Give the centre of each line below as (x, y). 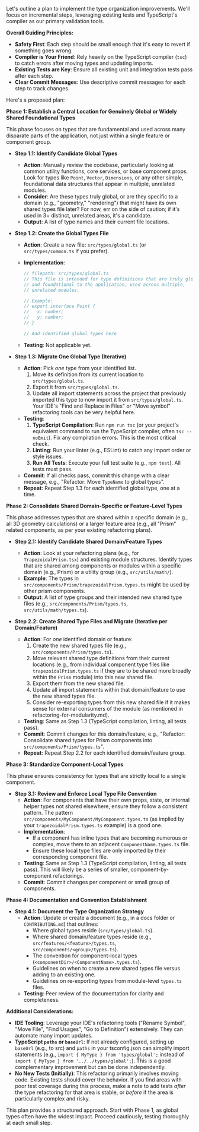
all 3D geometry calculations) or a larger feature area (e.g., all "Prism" (91, 524)
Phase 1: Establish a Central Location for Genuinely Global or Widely (92, 111)
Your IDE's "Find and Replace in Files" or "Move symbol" (101, 406)
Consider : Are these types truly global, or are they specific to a (101, 196)
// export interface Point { (60, 306)
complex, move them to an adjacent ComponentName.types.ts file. (111, 844)
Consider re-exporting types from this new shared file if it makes (111, 702)
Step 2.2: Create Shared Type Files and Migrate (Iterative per (91, 621)
